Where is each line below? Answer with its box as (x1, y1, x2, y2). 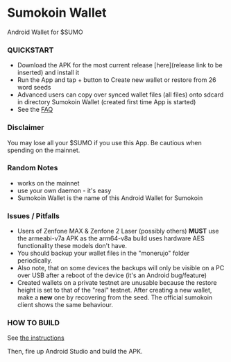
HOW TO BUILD (7, 318, 60, 328)
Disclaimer (7, 123, 44, 133)
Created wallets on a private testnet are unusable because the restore (17, 279, 217, 287)
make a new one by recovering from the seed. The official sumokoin (17, 293, 213, 302)
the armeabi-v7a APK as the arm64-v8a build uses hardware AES (17, 234, 205, 242)
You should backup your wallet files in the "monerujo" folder (17, 249, 190, 258)
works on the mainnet (17, 179, 80, 187)
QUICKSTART (7, 45, 54, 55)
